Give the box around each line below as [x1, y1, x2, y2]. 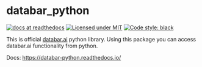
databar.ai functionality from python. [6, 42, 98, 49]
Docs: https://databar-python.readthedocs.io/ [6, 54, 121, 61]
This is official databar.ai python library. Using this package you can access [6, 35, 197, 43]
